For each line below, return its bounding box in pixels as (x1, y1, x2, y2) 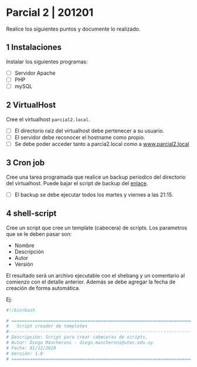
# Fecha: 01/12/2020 (6, 345, 57, 351)
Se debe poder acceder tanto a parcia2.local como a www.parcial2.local (14, 140, 189, 147)
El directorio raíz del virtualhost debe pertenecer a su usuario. (14, 127, 164, 134)
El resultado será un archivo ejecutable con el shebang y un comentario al (6, 272, 185, 279)
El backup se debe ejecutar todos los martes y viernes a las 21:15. (14, 191, 174, 198)
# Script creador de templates (6, 323, 88, 329)
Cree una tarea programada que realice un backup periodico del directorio (6, 174, 186, 181)
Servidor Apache (14, 69, 56, 76)
